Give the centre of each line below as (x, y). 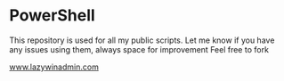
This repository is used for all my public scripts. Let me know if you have (142, 40)
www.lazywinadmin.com (54, 67)
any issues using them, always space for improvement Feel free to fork (139, 49)
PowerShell (52, 16)
